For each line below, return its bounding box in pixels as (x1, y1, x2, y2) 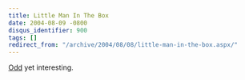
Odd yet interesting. (8, 63, 74, 72)
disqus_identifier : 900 (8, 26, 88, 34)
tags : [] (8, 33, 38, 42)
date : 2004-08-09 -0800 (8, 19, 88, 27)
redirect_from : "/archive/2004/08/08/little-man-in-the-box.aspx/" (8, 41, 239, 49)
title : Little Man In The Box (8, 11, 110, 20)
